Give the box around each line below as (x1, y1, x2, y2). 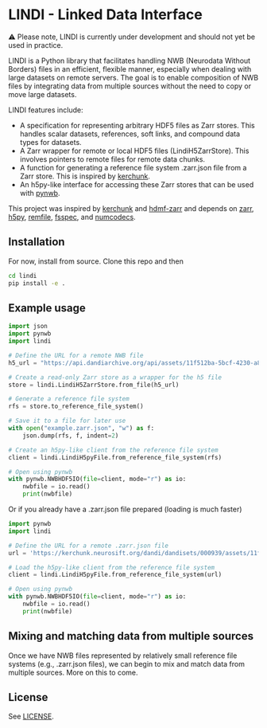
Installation (8, 235, 65, 249)
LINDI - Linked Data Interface (8, 6, 203, 24)
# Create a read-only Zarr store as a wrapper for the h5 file (8, 373, 222, 382)
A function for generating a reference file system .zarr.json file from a (19, 162, 247, 172)
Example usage (8, 301, 86, 315)
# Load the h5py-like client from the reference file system (8, 563, 215, 571)
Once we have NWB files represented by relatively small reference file (8, 651, 238, 660)
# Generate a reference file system (8, 395, 130, 403)
